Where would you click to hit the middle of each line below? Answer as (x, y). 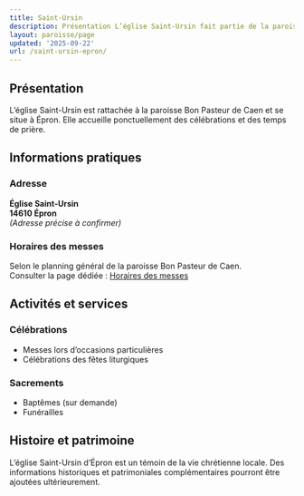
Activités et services (69, 304)
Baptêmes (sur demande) (70, 402)
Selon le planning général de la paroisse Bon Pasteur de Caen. (126, 266)
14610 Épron (33, 213)
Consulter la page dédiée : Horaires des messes (99, 275)
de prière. (28, 129)
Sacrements (37, 383)
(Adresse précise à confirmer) (66, 222)
